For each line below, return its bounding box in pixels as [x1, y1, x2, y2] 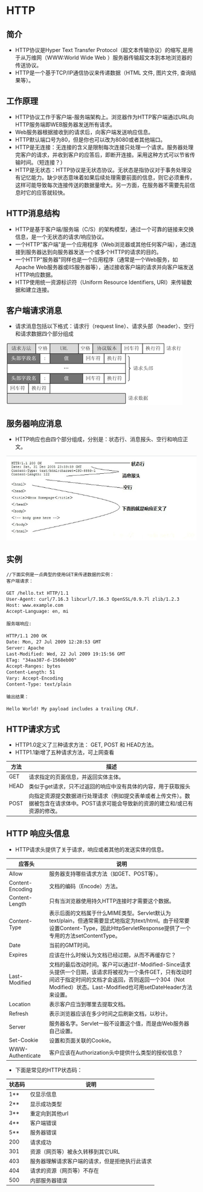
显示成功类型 [30, 1100, 62, 1107]
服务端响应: [6, 621, 32, 627]
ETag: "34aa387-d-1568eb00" [6, 657, 77, 663]
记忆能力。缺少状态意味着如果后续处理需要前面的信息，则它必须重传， [20, 174, 195, 181]
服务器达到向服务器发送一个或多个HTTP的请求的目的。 [25, 248, 162, 255]
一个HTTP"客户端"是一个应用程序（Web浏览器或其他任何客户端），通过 [14, 240, 192, 248]
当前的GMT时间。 [49, 941, 94, 949]
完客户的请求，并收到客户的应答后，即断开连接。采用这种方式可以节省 [14, 151, 190, 158]
